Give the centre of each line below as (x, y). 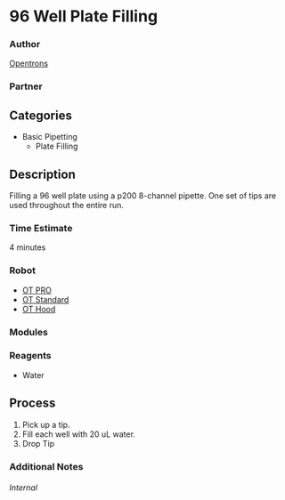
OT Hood (39, 309)
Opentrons (29, 63)
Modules (29, 332)
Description (42, 174)
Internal (24, 488)
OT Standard (45, 299)
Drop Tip (38, 443)
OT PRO (37, 290)
